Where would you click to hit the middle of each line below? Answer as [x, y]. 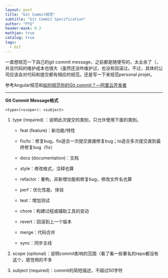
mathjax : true [20, 33]
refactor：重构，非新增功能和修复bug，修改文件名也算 [76, 179]
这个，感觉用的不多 [32, 259]
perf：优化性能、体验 [42, 189]
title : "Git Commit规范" [30, 14]
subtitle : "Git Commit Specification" [45, 19]
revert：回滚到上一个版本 [46, 221]
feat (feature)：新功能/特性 [47, 130]
